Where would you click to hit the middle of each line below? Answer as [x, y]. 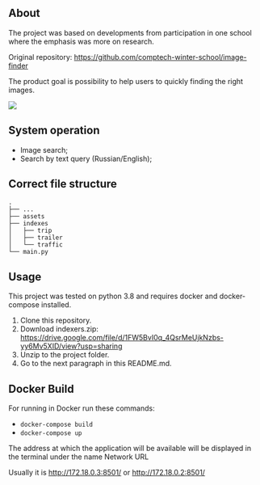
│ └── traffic [36, 245]
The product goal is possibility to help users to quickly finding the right [126, 81]
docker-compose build [56, 425]
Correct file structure [63, 184]
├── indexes [28, 224]
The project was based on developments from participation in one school [130, 32]
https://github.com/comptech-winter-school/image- [161, 57]
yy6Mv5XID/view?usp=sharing [71, 346]
